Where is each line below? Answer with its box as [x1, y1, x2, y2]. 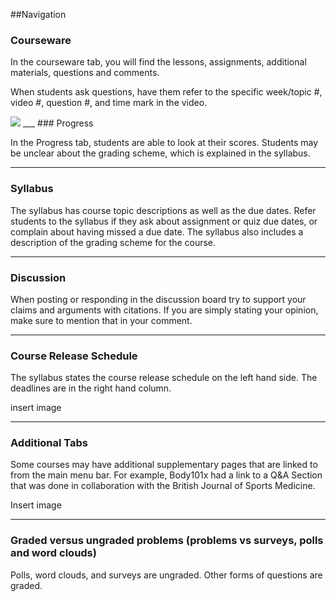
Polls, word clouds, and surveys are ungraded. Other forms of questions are [10, 569, 323, 581]
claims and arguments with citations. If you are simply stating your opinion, [10, 304, 319, 316]
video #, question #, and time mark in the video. [10, 97, 208, 109]
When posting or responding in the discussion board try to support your [10, 293, 307, 305]
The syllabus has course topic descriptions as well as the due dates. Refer [10, 204, 317, 216]
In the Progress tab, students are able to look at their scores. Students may [10, 137, 319, 149]
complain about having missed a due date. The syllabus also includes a [10, 225, 304, 238]
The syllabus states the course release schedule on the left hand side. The [10, 372, 318, 384]
